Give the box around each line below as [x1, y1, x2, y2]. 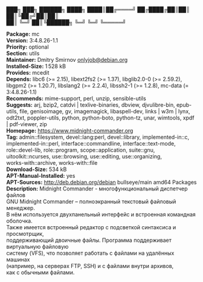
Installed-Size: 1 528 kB [6, 62, 66, 70]
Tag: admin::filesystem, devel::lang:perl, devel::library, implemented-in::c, [6, 133, 190, 141]
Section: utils [6, 50, 40, 57]
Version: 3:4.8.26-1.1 [6, 37, 59, 44]
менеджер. [6, 204, 35, 212]
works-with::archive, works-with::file [6, 159, 98, 166]
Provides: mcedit [6, 69, 50, 76]
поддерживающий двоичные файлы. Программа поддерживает [6, 237, 172, 244]
